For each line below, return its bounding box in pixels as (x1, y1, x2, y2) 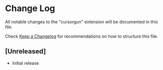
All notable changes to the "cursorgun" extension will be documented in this (5, 19, 158, 25)
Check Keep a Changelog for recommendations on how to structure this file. (5, 33, 159, 39)
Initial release (12, 60, 39, 66)
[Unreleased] (5, 47, 46, 56)
